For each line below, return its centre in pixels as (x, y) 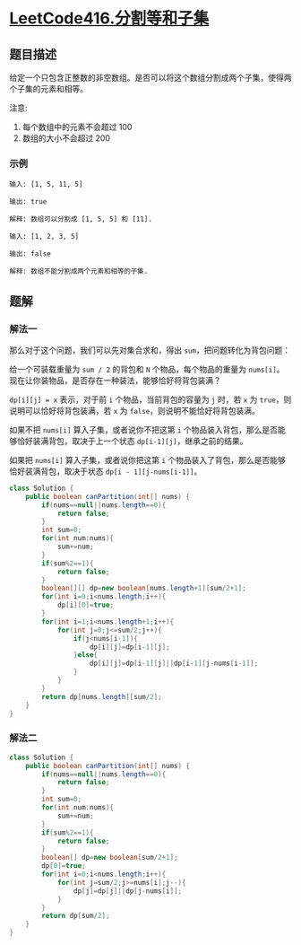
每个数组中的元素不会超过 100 (77, 127)
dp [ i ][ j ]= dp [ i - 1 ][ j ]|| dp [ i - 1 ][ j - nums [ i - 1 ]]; (174, 664)
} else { (86, 655)
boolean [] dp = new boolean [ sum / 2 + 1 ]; (110, 858)
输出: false (30, 254)
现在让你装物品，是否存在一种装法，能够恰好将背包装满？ (115, 380)
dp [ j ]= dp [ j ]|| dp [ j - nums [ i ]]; (127, 891)
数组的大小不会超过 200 (66, 138)
